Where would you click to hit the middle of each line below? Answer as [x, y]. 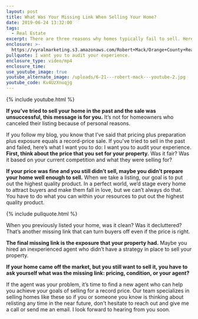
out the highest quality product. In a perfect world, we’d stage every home [96, 184]
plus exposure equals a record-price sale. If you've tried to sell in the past [96, 141]
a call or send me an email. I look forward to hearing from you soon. [88, 309]
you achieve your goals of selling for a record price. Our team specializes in [98, 291]
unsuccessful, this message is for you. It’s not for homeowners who [90, 117]
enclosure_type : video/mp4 [39, 61]
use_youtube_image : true [37, 72]
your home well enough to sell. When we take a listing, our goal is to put [95, 177]
